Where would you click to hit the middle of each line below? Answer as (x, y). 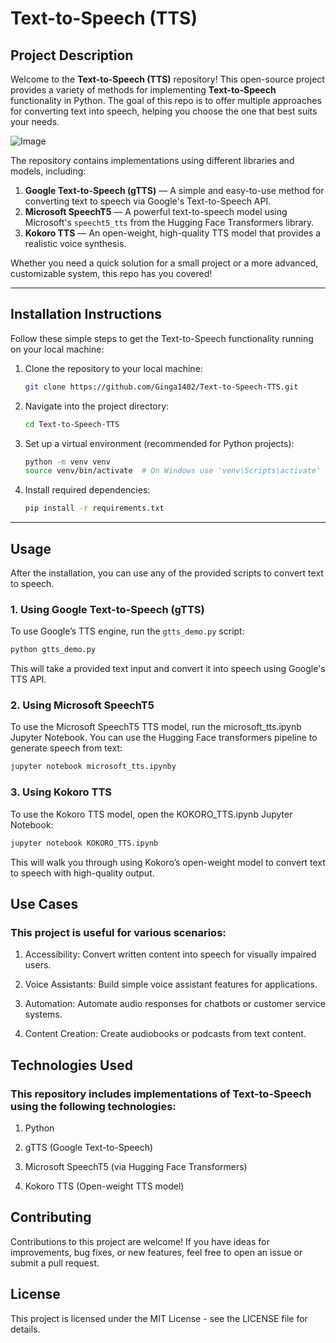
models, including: (48, 171)
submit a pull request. (55, 1263)
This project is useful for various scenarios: (118, 932)
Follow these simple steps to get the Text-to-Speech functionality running (162, 338)
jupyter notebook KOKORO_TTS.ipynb (84, 843)
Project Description (72, 55)
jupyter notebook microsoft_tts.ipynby (93, 767)
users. (38, 965)
